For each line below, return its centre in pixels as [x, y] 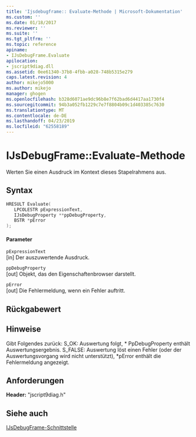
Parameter [19, 239]
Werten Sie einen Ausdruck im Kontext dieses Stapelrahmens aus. [86, 172]
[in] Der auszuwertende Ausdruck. [48, 257]
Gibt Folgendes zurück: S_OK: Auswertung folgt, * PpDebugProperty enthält [98, 343]
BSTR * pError [30, 221]
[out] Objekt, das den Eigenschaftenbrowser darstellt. [71, 274]
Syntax [19, 191]
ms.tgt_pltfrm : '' [29, 39]
